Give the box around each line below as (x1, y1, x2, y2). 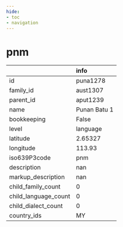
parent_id (9, 96, 36, 104)
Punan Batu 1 (75, 105, 114, 114)
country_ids (9, 212, 42, 220)
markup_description (9, 173, 65, 181)
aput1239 (75, 96, 104, 104)
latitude (9, 135, 30, 143)
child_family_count (9, 183, 61, 191)
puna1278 (75, 76, 106, 85)
